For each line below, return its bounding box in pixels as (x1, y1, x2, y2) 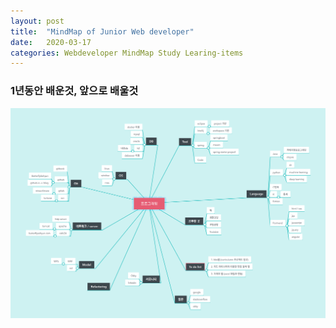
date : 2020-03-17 (10, 37, 92, 47)
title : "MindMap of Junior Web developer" (10, 26, 195, 37)
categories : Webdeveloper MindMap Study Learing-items (10, 48, 244, 58)
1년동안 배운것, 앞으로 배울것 (10, 84, 139, 98)
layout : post (10, 16, 65, 26)
